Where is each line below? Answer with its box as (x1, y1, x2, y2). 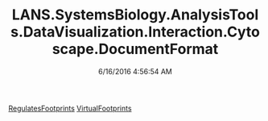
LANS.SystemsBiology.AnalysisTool (11, 6, 259, 24)
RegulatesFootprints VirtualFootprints (8, 103, 132, 113)
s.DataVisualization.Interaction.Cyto (10, 23, 260, 41)
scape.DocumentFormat (52, 40, 219, 58)
